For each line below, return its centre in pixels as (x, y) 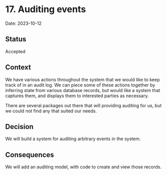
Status (16, 39)
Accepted (15, 51)
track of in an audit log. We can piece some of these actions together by (80, 85)
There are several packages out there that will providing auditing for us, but (83, 105)
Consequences (30, 155)
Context (18, 68)
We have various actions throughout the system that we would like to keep (82, 79)
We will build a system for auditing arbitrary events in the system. (73, 139)
